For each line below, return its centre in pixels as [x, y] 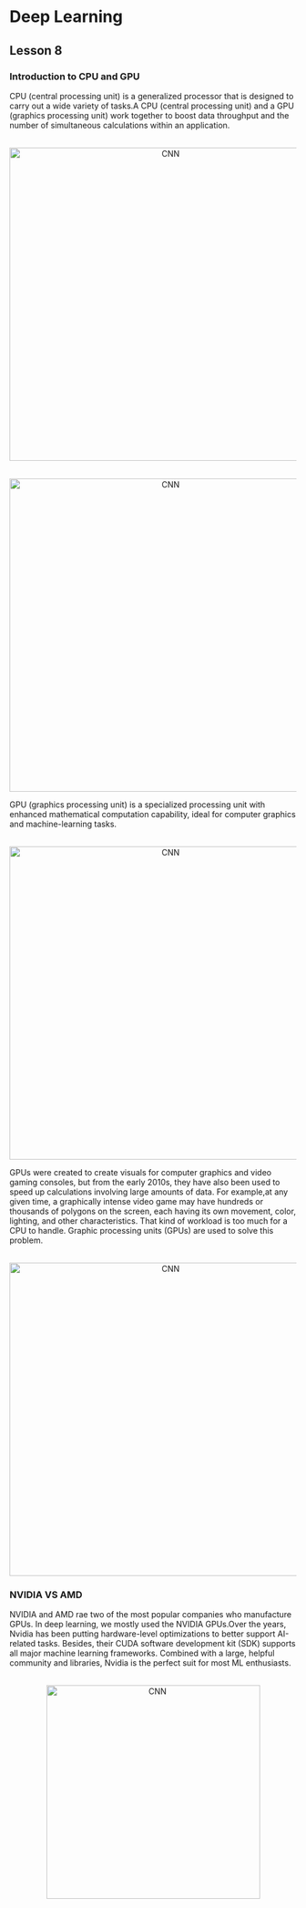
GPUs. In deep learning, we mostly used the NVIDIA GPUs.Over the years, [148, 1625]
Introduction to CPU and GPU [75, 77]
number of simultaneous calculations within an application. [120, 125]
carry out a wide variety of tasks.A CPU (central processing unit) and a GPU [152, 106]
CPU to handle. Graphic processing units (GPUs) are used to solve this [142, 1230]
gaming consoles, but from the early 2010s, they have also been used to [145, 1182]
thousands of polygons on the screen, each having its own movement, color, [153, 1211]
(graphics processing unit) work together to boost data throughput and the [149, 115]
